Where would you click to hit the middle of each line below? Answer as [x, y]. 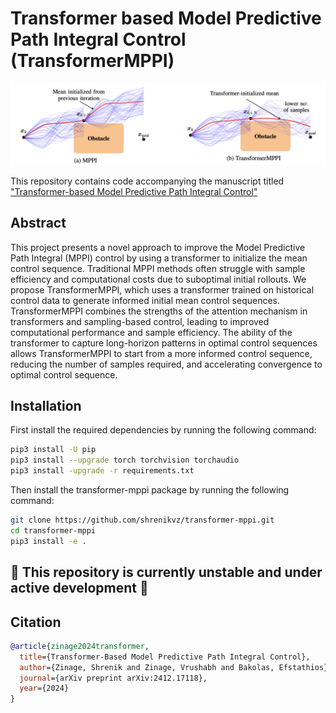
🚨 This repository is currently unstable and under [166, 572]
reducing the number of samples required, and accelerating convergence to [166, 364]
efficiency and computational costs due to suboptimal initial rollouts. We [158, 279]
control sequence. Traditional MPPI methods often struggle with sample [158, 268]
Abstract [38, 223]
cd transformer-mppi [53, 530]
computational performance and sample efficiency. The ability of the [151, 332]
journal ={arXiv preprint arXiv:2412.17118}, [113, 678]
